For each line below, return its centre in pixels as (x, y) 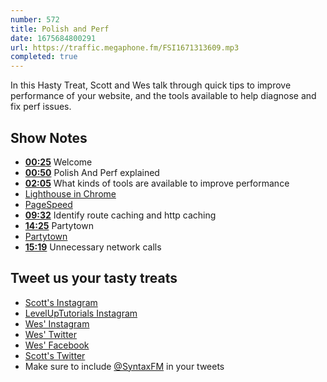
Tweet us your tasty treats (94, 278)
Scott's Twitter (55, 355)
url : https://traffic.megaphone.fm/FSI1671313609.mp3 (125, 47)
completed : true (44, 57)
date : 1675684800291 (53, 38)
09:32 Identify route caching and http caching (120, 215)
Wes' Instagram (57, 323)
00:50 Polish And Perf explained (92, 172)
